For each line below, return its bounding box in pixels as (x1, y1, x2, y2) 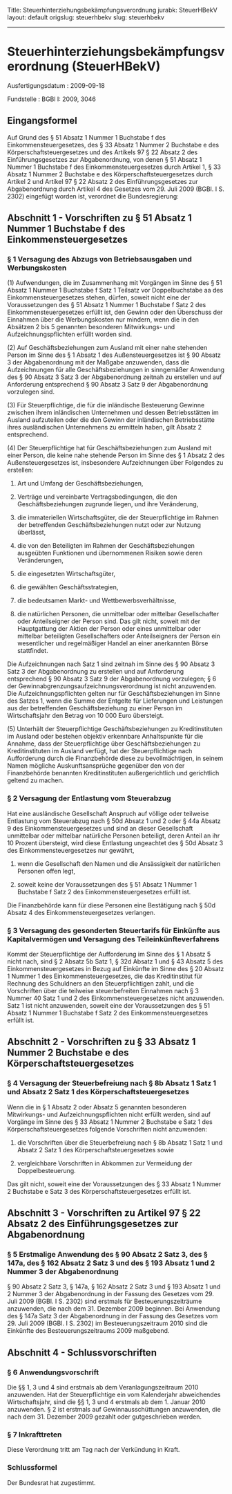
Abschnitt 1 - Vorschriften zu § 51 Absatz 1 (7, 212, 192, 224)
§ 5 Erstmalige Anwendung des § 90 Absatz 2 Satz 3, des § (7, 1250, 209, 1260)
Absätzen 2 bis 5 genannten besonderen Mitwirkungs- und (7, 323, 175, 331)
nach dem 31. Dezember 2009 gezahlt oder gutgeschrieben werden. (7, 1412, 202, 1421)
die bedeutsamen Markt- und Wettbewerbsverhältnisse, (17, 596, 177, 605)
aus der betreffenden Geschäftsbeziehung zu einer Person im (7, 704, 183, 712)
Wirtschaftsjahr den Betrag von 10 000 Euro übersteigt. (7, 712, 164, 720)
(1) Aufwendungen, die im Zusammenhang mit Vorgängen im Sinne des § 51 (7, 279, 222, 287)
